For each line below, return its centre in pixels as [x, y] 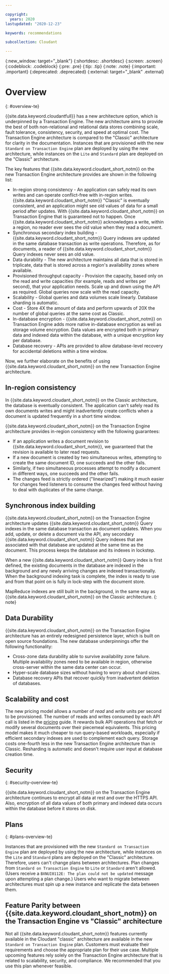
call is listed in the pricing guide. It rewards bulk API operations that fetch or [84, 722]
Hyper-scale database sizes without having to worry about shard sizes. [87, 672]
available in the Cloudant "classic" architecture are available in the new [79, 939]
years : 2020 [22, 19]
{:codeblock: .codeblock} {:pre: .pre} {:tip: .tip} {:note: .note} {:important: [81, 66]
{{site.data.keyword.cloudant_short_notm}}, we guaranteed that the [82, 446]
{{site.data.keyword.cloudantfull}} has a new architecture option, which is [81, 116]
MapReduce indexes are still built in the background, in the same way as [80, 591]
